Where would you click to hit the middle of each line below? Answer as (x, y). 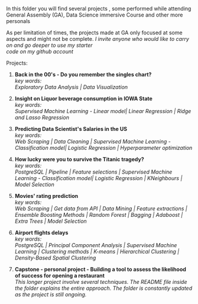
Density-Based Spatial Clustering (55, 258)
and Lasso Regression (42, 117)
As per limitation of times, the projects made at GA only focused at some (94, 33)
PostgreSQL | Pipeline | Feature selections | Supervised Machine (93, 172)
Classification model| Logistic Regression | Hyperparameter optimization (103, 148)
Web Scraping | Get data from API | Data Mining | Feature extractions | (101, 209)
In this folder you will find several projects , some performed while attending (99, 9)
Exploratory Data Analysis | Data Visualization (71, 87)
